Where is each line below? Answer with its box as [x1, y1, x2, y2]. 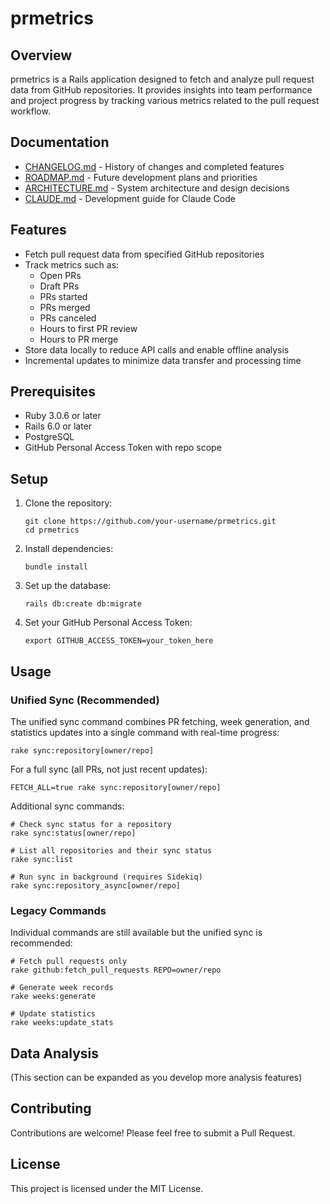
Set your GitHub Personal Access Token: [24, 617, 193, 629]
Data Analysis [10, 1045, 100, 1062]
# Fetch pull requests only [10, 957, 128, 967]
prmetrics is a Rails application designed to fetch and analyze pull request [10, 73, 315, 85]
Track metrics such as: [24, 258, 120, 271]
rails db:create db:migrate [24, 599, 142, 609]
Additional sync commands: [10, 800, 125, 812]
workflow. [10, 105, 51, 117]
